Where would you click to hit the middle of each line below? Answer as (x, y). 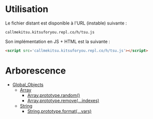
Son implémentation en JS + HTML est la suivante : (58, 41)
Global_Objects (28, 84)
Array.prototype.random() (54, 95)
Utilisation (27, 9)
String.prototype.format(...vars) (59, 111)
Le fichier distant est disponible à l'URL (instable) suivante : (66, 23)
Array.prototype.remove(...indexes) (63, 100)
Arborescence (36, 70)
